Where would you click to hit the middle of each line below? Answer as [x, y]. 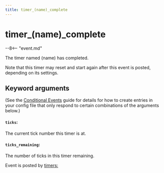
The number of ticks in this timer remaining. [50, 156]
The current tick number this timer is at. [45, 133]
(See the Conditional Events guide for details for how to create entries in [79, 100]
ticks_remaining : [23, 145]
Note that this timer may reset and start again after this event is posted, [78, 67]
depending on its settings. [32, 73]
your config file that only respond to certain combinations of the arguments [82, 105]
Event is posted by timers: [32, 165]
